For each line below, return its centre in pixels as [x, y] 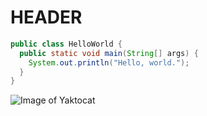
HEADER [46, 17]
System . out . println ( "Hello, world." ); [109, 62]
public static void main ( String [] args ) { [109, 53]
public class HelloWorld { [66, 44]
